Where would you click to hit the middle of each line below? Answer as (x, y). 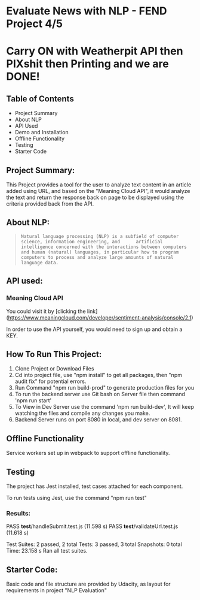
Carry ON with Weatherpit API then (95, 51)
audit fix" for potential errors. (50, 381)
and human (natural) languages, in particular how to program (100, 252)
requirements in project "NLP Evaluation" (57, 590)
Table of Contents (40, 99)
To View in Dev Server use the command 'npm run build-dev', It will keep (104, 407)
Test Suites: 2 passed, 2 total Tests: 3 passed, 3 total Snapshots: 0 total (94, 544)
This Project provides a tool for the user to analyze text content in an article (99, 185)
